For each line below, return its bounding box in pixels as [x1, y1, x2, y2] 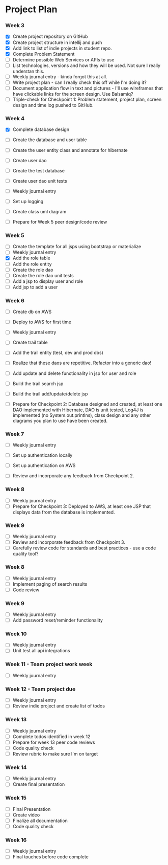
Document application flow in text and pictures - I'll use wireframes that [12, 85, 163, 91]
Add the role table [12, 255, 51, 261]
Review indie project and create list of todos [12, 703, 105, 709]
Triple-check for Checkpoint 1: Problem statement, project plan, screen [12, 96, 162, 103]
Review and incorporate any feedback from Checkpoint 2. [12, 473, 134, 479]
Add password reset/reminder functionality [12, 617, 103, 624]
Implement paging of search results [12, 581, 88, 587]
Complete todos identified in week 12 [12, 733, 91, 740]
